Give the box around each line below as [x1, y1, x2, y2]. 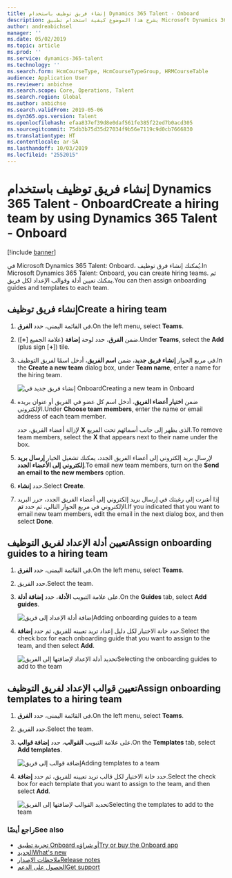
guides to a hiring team [7, 548, 108, 560]
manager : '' [7, 29, 41, 37]
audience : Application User [7, 74, 88, 82]
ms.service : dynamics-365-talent [7, 55, 104, 62]
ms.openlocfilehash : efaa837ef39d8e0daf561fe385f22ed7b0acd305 [7, 119, 193, 126]
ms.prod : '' [7, 49, 41, 56]
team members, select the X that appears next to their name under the [17, 432, 218, 441]
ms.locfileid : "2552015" [7, 151, 79, 159]
